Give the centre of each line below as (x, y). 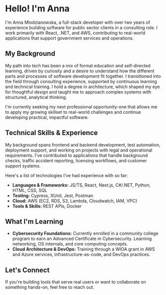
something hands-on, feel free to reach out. (50, 287)
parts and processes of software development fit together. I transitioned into (83, 76)
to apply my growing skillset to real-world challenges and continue (73, 112)
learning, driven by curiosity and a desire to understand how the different (80, 71)
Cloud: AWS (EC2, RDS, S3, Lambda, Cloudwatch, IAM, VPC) (75, 200)
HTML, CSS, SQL (30, 190)
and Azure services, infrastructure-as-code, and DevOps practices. (81, 254)
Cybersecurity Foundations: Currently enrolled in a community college (85, 234)
